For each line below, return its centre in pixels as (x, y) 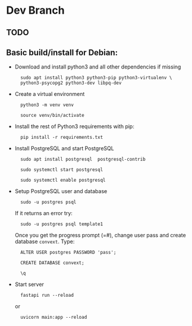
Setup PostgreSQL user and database (61, 191)
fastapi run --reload (47, 296)
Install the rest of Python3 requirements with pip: (75, 126)
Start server (29, 284)
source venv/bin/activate (52, 116)
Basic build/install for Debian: (62, 52)
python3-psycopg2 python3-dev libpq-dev (71, 83)
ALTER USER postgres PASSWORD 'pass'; (68, 253)
